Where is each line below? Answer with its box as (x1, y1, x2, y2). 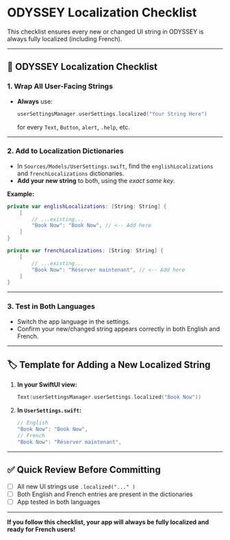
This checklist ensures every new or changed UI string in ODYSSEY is (7, 27, 204, 36)
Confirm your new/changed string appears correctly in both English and (16, 324, 220, 333)
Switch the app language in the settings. (16, 317, 131, 326)
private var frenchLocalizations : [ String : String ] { (7, 247, 164, 254)
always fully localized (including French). (7, 34, 123, 42)
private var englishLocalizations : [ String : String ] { (7, 203, 167, 210)
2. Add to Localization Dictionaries (7, 146, 125, 156)
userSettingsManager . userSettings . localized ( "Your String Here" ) (16, 110, 207, 117)
